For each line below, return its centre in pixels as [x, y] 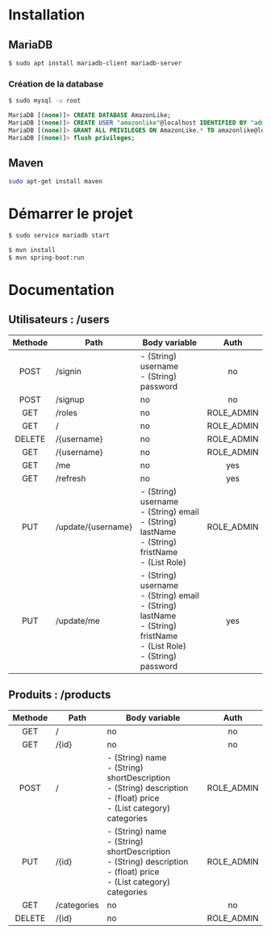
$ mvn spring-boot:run [46, 257]
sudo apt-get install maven [56, 182]
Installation [47, 15]
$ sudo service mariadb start [59, 236]
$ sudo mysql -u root [45, 101]
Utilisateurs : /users [59, 320]
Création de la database [56, 84]
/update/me [78, 621]
